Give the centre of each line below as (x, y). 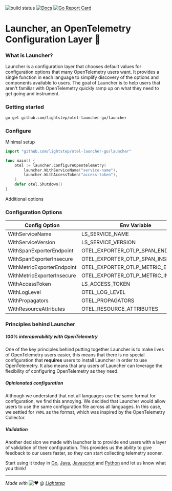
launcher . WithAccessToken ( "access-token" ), (71, 175)
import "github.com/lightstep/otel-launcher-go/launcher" (68, 151)
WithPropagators (28, 301)
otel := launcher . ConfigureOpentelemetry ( (60, 165)
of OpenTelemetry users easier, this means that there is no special (75, 355)
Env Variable (136, 225)
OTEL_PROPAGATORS (108, 301)
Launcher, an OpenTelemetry (68, 29)
